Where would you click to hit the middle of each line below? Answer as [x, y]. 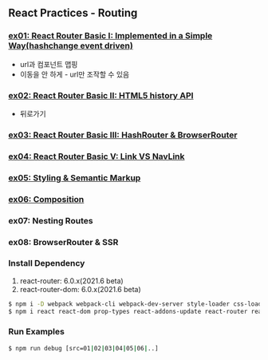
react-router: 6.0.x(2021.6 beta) [71, 281]
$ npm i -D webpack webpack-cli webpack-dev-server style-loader [119, 304]
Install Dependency [47, 263]
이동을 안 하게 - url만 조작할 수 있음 [75, 74]
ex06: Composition [46, 199]
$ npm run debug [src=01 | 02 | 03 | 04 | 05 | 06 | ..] [83, 348]
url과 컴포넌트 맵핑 [49, 64]
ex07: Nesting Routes [51, 220]
